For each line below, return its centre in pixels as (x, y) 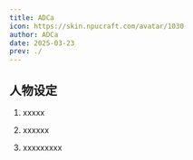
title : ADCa (32, 18)
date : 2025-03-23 (42, 43)
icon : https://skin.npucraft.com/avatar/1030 (96, 26)
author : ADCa (34, 34)
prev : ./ (26, 52)
